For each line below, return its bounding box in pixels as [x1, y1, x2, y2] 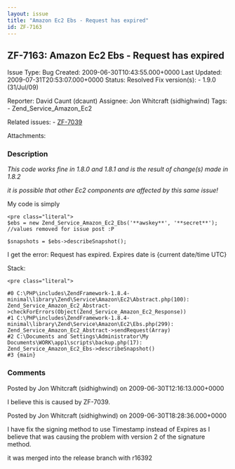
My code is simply [7, 200, 60, 208]
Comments [7, 368, 46, 377]
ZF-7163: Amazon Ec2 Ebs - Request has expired [7, 49, 224, 61]
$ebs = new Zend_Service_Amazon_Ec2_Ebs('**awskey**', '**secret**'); [7, 220, 218, 227]
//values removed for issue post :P [7, 226, 114, 233]
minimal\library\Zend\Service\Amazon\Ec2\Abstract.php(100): [7, 296, 190, 304]
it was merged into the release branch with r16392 [7, 454, 153, 462]
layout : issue [7, 10, 49, 18]
